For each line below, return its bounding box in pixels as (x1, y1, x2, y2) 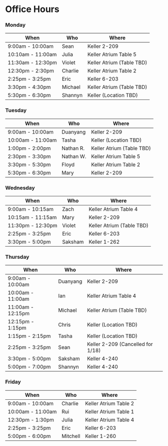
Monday (5, 22, 26, 29)
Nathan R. (61, 145, 85, 152)
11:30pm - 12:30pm (7, 222, 57, 229)
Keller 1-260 (84, 432, 116, 439)
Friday (5, 378, 21, 385)
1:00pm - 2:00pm (7, 145, 51, 152)
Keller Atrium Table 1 (84, 408, 134, 415)
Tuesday (5, 107, 27, 114)
